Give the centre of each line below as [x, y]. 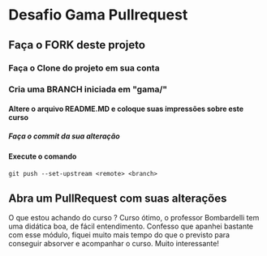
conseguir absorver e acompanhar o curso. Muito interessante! [114, 244]
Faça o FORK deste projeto [77, 45]
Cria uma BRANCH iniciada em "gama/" [88, 89]
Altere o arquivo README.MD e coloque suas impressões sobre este [126, 109]
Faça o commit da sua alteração [64, 136]
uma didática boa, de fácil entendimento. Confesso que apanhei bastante [131, 226]
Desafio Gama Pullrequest [98, 15]
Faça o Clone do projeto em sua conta [84, 68]
